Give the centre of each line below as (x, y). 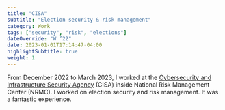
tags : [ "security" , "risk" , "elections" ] (67, 32)
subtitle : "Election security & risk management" (79, 20)
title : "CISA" (27, 13)
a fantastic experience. (39, 99)
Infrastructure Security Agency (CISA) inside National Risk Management (108, 84)
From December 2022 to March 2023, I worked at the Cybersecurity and (109, 77)
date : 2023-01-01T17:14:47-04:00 (55, 45)
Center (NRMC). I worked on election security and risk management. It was (113, 92)
